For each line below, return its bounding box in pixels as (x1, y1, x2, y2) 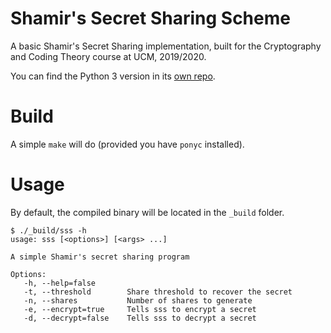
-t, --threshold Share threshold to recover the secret (23, 287, 293, 297)
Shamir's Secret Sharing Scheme (10, 7, 291, 30)
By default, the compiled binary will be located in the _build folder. (10, 206, 285, 218)
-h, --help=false (23, 278, 97, 288)
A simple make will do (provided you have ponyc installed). (10, 138, 245, 150)
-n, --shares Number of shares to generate (23, 295, 253, 306)
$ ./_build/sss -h (10, 225, 87, 236)
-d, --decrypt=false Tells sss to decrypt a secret (23, 313, 257, 323)
